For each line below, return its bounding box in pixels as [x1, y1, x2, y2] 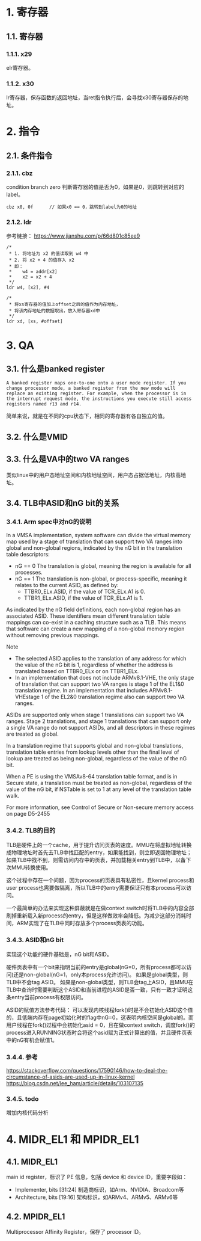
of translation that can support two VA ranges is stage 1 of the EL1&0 [14, 680, 184, 688]
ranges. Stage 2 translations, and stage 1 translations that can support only [6, 718, 191, 725]
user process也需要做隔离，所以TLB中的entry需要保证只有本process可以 [6, 884, 187, 891]
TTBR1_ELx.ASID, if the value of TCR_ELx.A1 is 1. [23, 594, 143, 602]
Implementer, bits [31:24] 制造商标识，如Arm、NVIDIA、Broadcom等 [14, 1186, 184, 1193]
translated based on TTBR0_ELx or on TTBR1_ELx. [14, 668, 139, 675]
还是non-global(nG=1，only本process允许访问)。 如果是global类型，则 [13, 971, 188, 978]
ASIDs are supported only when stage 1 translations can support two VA [6, 711, 184, 719]
